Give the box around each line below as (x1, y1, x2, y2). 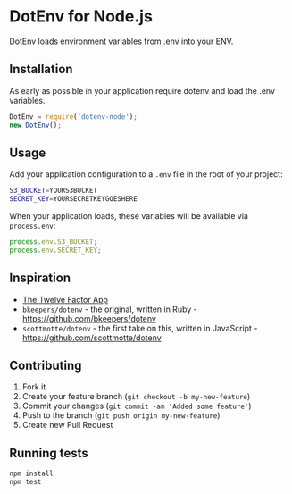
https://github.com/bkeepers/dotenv (21, 313, 156, 323)
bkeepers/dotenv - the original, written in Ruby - (21, 304, 198, 314)
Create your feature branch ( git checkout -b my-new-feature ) (21, 391, 251, 402)
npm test (9, 478, 42, 487)
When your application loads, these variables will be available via (9, 211, 248, 222)
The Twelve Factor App (21, 294, 109, 305)
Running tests (9, 445, 89, 461)
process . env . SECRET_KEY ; (9, 246, 102, 255)
